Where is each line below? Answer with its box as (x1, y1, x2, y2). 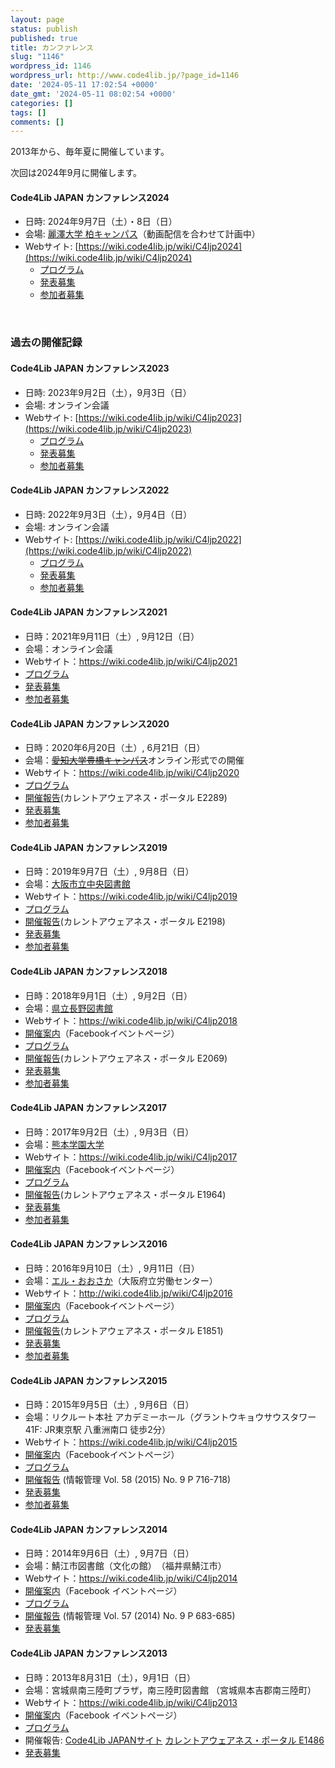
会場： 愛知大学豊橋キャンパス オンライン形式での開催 (24, 754, 245, 766)
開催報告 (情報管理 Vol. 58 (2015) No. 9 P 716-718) (24, 1474, 232, 1486)
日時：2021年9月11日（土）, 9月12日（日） (24, 630, 200, 642)
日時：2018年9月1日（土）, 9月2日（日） (24, 989, 193, 1001)
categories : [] (10, 98, 74, 108)
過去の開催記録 (10, 336, 83, 350)
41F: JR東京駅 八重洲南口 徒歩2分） (24, 1424, 171, 1436)
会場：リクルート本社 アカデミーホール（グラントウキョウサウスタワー (24, 1411, 317, 1423)
